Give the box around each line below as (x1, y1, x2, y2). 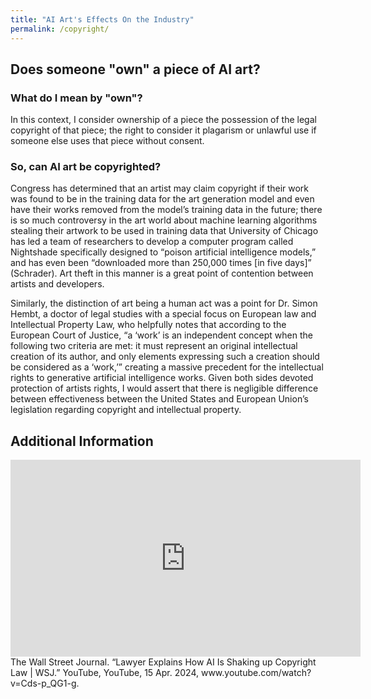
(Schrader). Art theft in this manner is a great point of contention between (10, 267, 314, 280)
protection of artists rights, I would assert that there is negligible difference (10, 382, 319, 395)
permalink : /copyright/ (10, 24, 110, 34)
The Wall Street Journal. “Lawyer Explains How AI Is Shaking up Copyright (10, 656, 317, 668)
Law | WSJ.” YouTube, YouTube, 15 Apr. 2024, (10, 667, 199, 679)
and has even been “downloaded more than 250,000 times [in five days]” (10, 257, 312, 269)
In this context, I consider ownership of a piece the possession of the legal (10, 114, 317, 126)
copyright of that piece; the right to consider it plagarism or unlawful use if (10, 124, 317, 136)
